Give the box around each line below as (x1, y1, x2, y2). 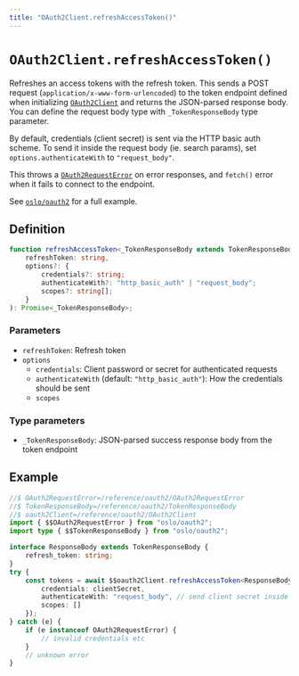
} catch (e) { (9, 617, 62, 627)
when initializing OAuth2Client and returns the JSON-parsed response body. (9, 96, 289, 107)
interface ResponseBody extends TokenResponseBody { (9, 543, 209, 552)
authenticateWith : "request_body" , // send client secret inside (41, 592, 289, 602)
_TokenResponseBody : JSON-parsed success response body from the (21, 434, 273, 445)
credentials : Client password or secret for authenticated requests (35, 363, 278, 375)
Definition (9, 221, 65, 236)
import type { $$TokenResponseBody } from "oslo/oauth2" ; (9, 527, 229, 536)
